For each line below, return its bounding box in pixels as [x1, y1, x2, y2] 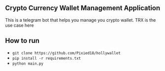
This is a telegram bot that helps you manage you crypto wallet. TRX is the [5, 17, 156, 23]
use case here [5, 22, 34, 28]
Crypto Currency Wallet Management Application [5, 4, 161, 12]
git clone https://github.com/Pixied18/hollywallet [12, 50, 121, 56]
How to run [5, 36, 40, 45]
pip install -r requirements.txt [12, 56, 81, 61]
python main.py [12, 61, 44, 66]
